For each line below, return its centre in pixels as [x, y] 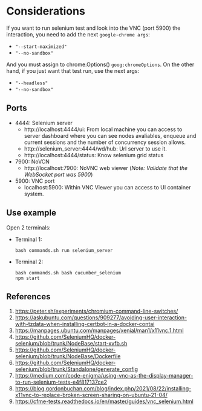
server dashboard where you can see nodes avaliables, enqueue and [110, 135]
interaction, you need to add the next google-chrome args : [78, 34]
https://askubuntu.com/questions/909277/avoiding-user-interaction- [101, 318]
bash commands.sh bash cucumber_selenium [68, 273]
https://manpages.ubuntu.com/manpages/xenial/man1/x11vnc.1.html [99, 331]
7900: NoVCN [32, 161]
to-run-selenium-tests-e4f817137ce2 [61, 382]
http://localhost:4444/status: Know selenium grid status [94, 155]
